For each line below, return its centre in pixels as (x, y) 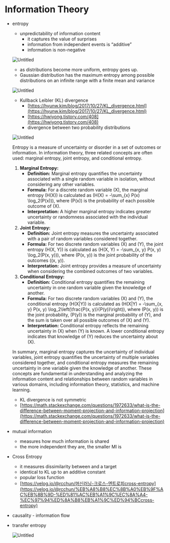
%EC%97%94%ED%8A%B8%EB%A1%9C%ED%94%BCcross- (87, 500)
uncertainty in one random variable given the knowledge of (89, 287)
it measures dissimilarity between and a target (68, 466)
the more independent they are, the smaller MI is (70, 446)
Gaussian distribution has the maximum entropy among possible (87, 75)
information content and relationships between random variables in (82, 379)
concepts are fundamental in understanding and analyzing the (77, 373)
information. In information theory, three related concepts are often (82, 152)
